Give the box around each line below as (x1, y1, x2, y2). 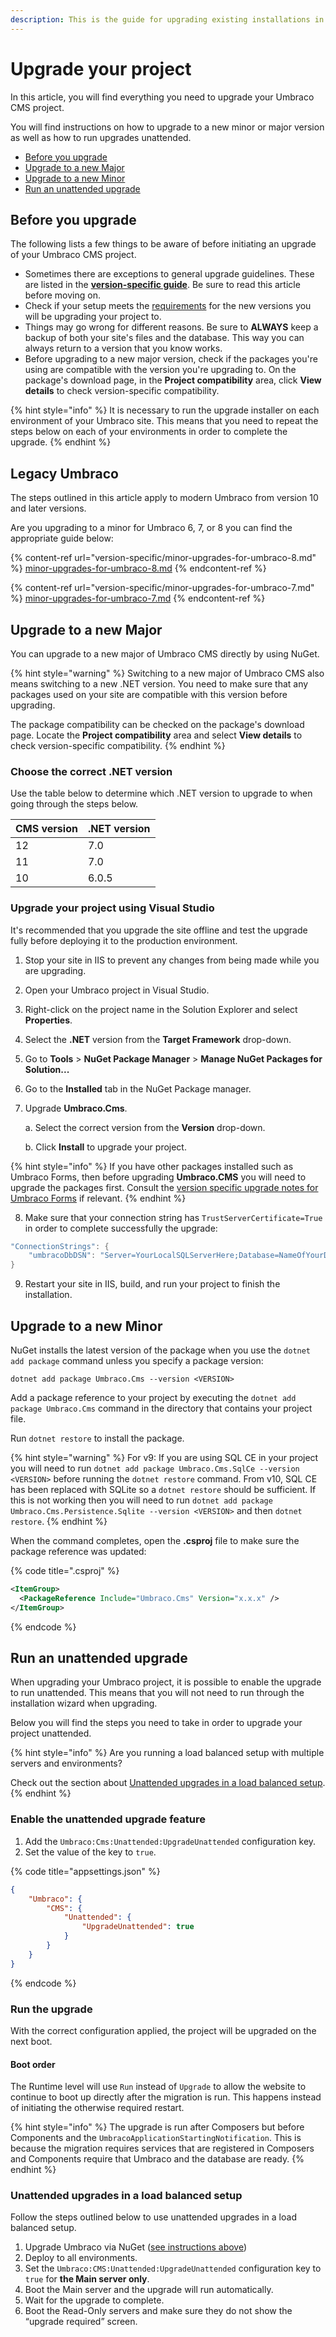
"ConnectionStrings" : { (10, 1241, 110, 1251)
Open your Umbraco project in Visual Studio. (24, 984, 210, 996)
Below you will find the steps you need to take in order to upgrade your (10, 1717, 303, 1729)
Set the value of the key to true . (24, 1846, 157, 1858)
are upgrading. (24, 964, 87, 976)
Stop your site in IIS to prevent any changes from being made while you (24, 954, 320, 966)
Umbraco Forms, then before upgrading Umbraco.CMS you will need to (10, 1171, 307, 1183)
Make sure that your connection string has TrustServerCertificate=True (24, 1211, 323, 1223)
